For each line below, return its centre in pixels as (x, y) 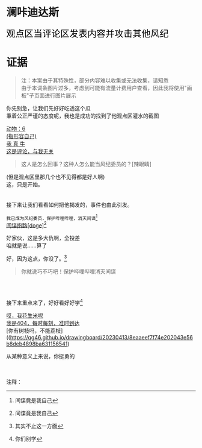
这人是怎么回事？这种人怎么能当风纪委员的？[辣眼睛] (86, 164)
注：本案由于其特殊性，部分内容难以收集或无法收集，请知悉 (95, 80)
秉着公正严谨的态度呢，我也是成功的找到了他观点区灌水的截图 (83, 116)
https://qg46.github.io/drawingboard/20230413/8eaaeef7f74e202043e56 (102, 337)
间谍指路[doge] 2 (26, 225)
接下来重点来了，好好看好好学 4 (44, 302)
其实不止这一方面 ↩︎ (39, 426)
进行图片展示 (61, 95)
